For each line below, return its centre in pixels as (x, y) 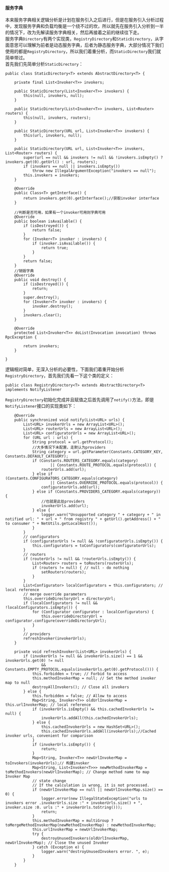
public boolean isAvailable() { (48, 222)
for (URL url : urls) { (48, 438)
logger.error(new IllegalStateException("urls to (94, 799)
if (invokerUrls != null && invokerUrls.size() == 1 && (83, 656)
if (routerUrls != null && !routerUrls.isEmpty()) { (80, 559)
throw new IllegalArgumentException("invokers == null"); (94, 171)
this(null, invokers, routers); (57, 118)
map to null (18, 683)
